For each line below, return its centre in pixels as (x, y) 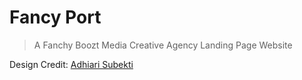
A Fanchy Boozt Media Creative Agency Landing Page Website (163, 45)
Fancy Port (55, 17)
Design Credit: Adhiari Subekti (71, 64)
